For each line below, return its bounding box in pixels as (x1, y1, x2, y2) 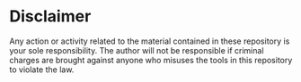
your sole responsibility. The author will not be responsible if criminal (9, 45, 264, 55)
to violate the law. (9, 64, 75, 75)
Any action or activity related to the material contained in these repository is (9, 36, 290, 46)
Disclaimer (9, 6, 92, 27)
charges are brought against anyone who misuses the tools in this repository (9, 54, 293, 65)
